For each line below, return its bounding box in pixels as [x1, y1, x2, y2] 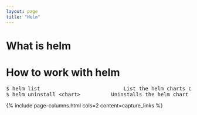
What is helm [6, 39, 72, 53]
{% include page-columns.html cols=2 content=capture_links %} [6, 102, 163, 109]
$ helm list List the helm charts [6, 85, 186, 92]
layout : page [6, 8, 38, 15]
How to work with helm [6, 65, 120, 79]
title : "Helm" [6, 14, 41, 20]
